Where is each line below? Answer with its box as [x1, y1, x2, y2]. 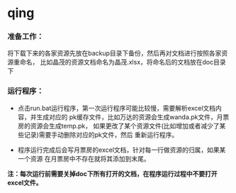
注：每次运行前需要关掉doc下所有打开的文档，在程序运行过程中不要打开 [7, 169, 218, 178]
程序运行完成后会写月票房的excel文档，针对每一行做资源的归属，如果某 [17, 145, 226, 154]
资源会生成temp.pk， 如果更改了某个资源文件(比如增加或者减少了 [30, 121, 220, 130]
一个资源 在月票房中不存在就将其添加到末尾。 [17, 154, 150, 162]
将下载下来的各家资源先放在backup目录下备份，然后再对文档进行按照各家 [7, 49, 222, 57]
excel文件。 [7, 178, 43, 187]
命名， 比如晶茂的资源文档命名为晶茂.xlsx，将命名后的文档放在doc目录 [19, 58, 226, 67]
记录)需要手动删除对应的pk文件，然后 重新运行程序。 [23, 130, 179, 139]
